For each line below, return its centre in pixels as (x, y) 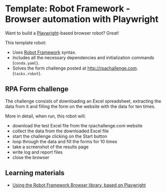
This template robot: (26, 42)
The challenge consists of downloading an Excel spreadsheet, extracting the (83, 101)
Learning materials (35, 173)
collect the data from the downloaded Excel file (60, 131)
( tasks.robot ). (27, 73)
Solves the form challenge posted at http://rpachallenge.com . (75, 68)
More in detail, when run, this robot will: (45, 116)
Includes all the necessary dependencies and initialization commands (83, 57)
